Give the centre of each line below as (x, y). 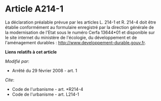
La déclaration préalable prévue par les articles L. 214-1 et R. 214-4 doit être (80, 22)
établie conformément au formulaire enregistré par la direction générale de (80, 27)
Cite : (10, 80)
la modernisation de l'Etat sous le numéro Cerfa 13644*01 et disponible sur (80, 32)
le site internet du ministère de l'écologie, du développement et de (71, 38)
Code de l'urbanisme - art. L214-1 (45, 94)
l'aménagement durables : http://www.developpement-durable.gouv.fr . (75, 42)
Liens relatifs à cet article (31, 52)
